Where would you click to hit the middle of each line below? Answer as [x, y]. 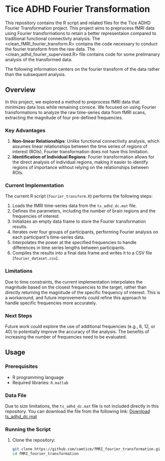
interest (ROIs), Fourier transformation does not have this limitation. [80, 152]
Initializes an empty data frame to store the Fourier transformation [79, 221]
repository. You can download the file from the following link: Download [78, 411]
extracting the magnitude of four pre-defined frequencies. [64, 118]
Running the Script [28, 429]
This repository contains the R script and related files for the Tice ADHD [78, 23]
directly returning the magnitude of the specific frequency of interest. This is [83, 292]
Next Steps [19, 316]
